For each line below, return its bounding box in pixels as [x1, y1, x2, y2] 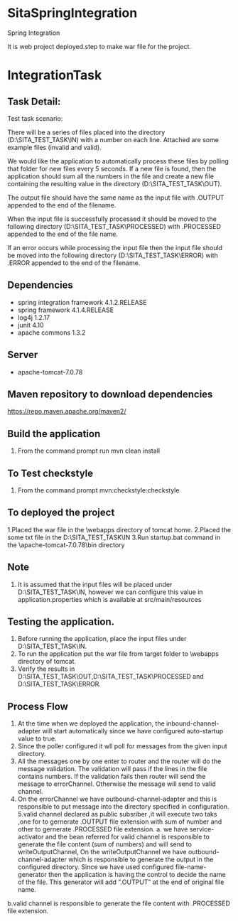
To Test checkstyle [7, 467, 94, 479]
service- [189, 825, 215, 834]
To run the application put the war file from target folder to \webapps [17, 650, 219, 658]
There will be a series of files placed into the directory [7, 128, 166, 136]
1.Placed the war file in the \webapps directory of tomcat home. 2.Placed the [7, 525, 232, 534]
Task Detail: [7, 95, 61, 107]
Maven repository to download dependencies [7, 388, 213, 400]
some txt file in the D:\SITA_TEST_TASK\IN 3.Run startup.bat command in [7, 533, 221, 542]
